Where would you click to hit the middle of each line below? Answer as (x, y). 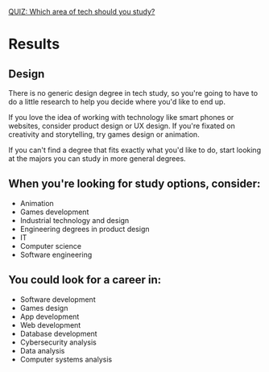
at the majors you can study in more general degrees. (97, 159)
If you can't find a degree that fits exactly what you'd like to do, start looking (135, 150)
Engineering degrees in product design (85, 229)
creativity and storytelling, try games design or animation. (104, 134)
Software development (58, 299)
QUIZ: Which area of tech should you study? (82, 12)
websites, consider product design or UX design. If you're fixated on (122, 126)
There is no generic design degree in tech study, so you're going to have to (133, 93)
